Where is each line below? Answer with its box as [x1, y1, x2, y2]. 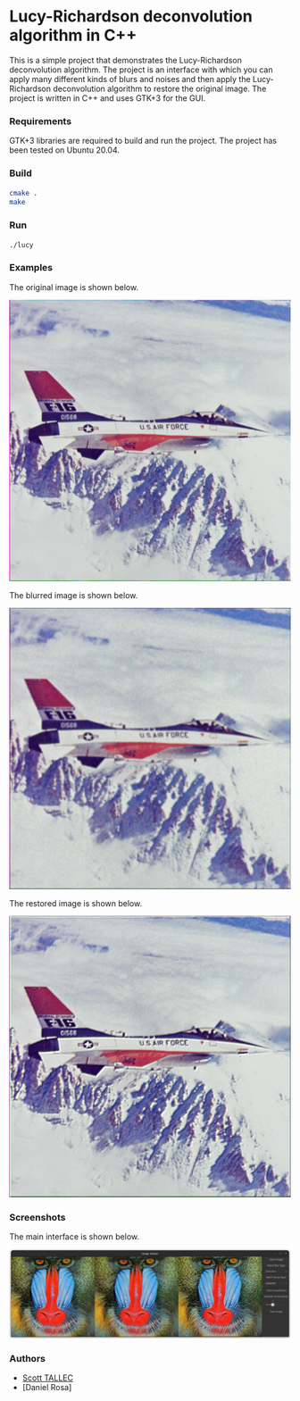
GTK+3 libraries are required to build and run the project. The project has [9, 136, 277, 146]
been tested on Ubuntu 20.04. [9, 145, 121, 155]
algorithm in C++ [9, 25, 137, 46]
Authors [9, 1352, 46, 1364]
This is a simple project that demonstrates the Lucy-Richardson [9, 54, 243, 65]
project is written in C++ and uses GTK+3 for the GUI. [9, 92, 206, 104]
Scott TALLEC [21, 1372, 74, 1383]
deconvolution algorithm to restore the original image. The [53, 83, 267, 94]
